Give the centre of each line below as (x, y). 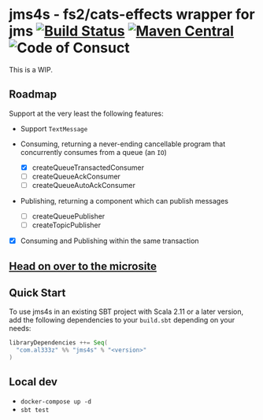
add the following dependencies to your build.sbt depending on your (122, 320)
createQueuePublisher (69, 216)
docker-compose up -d (56, 402)
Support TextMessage (54, 128)
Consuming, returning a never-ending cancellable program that (123, 144)
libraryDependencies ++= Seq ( (59, 343)
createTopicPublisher (67, 225)
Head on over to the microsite (83, 266)
